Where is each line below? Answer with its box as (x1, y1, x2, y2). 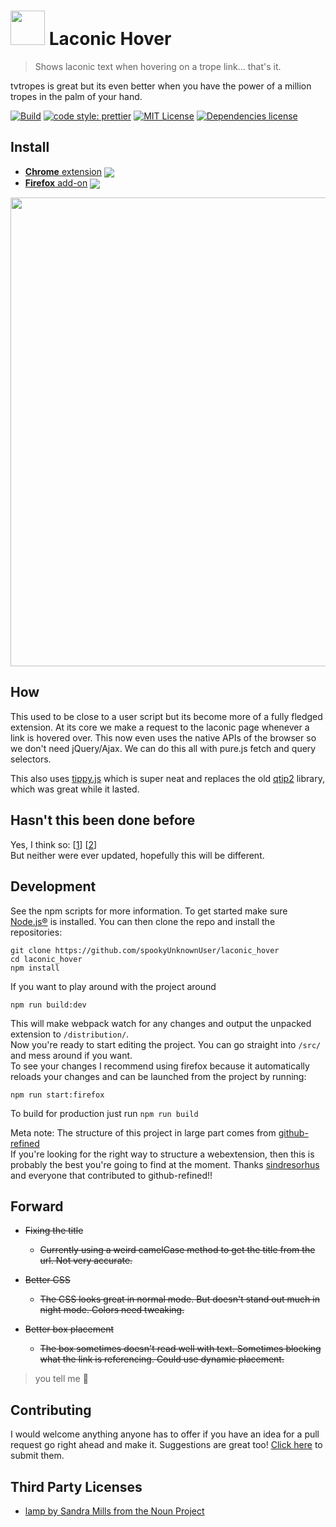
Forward (10, 1198, 64, 1215)
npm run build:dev (10, 1000, 87, 1010)
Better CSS (24, 1274, 71, 1286)
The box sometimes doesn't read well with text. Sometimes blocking (39, 1343, 322, 1355)
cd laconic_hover (10, 954, 83, 964)
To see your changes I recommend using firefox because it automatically (10, 1060, 310, 1072)
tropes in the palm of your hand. (10, 90, 143, 102)
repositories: (10, 926, 63, 938)
